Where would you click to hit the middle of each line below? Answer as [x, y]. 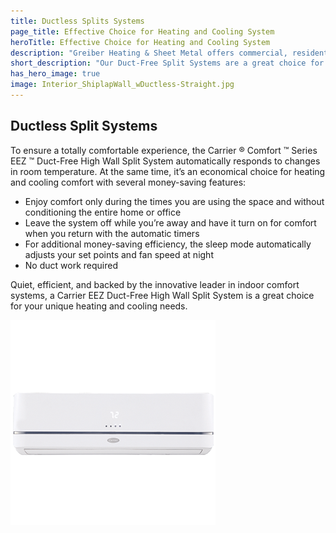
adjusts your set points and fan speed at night [119, 254]
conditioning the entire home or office [103, 212]
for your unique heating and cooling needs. [99, 306]
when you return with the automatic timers [112, 233]
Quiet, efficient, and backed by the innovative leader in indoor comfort [155, 284]
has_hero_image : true [55, 74]
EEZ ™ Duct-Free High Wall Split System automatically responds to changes [165, 161]
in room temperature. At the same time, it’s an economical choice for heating [168, 171]
